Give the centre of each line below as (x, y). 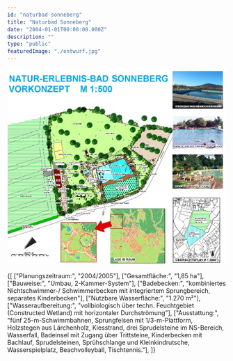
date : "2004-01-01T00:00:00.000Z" (57, 29)
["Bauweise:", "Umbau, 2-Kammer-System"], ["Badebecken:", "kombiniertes (116, 283)
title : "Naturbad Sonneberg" (49, 22)
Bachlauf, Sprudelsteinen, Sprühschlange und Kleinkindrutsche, (98, 342)
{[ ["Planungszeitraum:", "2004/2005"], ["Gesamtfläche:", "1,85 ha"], (106, 275)
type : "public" (29, 44)
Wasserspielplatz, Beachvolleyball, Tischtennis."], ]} (82, 350)
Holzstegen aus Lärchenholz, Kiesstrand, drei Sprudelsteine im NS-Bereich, (115, 328)
